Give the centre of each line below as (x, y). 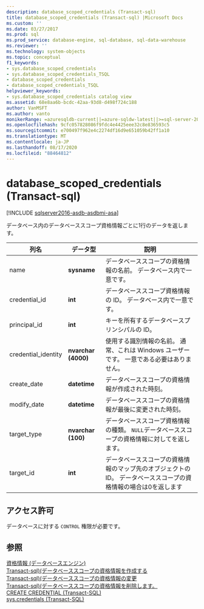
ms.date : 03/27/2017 (32, 29)
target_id (22, 473)
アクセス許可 (30, 510)
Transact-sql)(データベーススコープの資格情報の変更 (72, 579)
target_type (26, 434)
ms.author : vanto (28, 114)
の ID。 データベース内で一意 (146, 300)
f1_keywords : (23, 63)
